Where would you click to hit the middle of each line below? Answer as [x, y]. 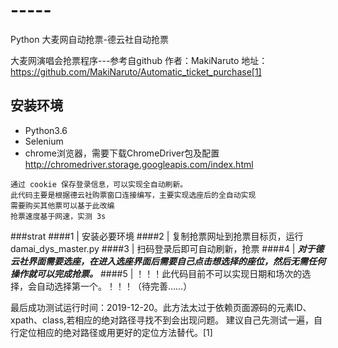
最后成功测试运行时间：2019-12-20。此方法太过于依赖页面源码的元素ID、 [161, 307]
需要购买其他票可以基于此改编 [62, 205]
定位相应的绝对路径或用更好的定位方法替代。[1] [115, 332]
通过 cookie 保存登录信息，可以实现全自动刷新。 [99, 184]
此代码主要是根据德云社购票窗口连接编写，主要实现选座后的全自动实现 [133, 195]
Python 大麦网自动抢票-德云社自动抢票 [89, 39]
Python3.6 [46, 130]
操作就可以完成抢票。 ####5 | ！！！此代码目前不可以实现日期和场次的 [156, 273]
